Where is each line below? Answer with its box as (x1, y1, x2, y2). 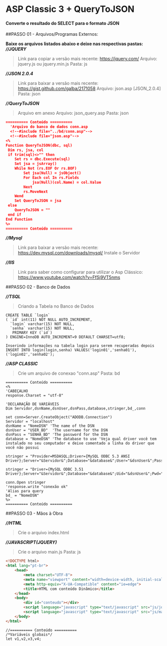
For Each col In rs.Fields (23, 175, 79, 180)
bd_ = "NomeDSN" (5, 493, 39, 498)
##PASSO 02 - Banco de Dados (5, 284, 71, 290)
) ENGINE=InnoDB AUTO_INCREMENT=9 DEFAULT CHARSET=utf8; (5, 334, 126, 340)
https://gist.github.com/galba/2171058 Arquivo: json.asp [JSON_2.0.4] (17, 85, 161, 91)
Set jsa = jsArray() (14, 161, 57, 166)
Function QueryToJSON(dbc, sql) (5, 143, 72, 148)
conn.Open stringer (5, 480, 46, 485)
